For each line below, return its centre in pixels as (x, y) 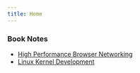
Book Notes (28, 38)
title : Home (25, 14)
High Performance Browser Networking (75, 54)
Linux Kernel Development (56, 62)
